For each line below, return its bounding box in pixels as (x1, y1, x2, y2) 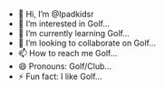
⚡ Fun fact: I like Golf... (17, 71, 102, 82)
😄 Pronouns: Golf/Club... (17, 61, 112, 72)
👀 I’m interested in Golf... (17, 18, 111, 29)
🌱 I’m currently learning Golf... (17, 28, 130, 38)
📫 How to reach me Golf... (17, 48, 118, 58)
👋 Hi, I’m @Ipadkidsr (17, 9, 94, 19)
